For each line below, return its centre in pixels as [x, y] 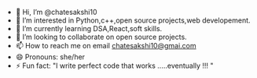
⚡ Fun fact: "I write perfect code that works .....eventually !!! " [114, 66]
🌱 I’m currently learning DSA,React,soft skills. [89, 28]
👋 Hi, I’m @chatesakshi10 [56, 12]
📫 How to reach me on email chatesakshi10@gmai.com [106, 46]
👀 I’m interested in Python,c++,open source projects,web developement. [133, 20]
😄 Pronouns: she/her [50, 57]
